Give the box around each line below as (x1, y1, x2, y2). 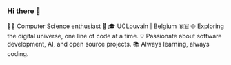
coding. (7, 50, 29, 58)
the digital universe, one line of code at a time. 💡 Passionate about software (7, 32, 222, 40)
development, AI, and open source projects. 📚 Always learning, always (7, 40, 210, 49)
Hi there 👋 (7, 6, 41, 16)
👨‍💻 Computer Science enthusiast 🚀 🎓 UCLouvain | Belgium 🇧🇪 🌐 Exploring (7, 22, 224, 30)
